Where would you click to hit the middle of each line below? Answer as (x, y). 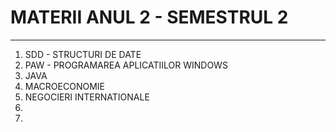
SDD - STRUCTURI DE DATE (83, 54)
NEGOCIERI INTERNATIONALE (87, 97)
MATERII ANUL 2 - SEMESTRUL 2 (149, 17)
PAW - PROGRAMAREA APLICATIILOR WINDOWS (126, 65)
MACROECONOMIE (64, 86)
